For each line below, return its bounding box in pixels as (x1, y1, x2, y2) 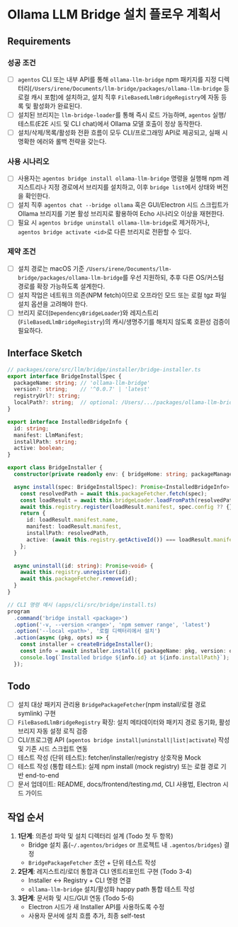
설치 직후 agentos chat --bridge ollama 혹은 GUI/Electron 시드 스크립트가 (17, 201, 229, 209)
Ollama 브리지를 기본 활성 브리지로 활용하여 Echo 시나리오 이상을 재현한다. (17, 210, 225, 218)
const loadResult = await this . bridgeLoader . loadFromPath (20, 497, 195, 504)
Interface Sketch (7, 347, 83, 359)
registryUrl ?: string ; (13, 393, 81, 400)
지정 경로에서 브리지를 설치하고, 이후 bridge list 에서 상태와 (48, 183, 216, 191)
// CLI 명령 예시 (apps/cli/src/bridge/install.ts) (7, 601, 157, 608)
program (7, 607, 30, 615)
